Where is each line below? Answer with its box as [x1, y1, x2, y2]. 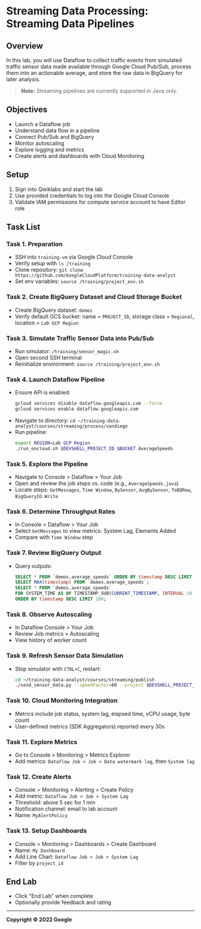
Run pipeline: [14, 428, 48, 435]
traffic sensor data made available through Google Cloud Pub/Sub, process [6, 63, 191, 70]
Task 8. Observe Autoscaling [6, 610, 92, 618]
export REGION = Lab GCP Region [14, 440, 91, 446]
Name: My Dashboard [14, 846, 65, 854]
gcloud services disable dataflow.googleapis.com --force [14, 400, 163, 406]
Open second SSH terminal [14, 354, 82, 361]
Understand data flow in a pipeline [14, 127, 100, 134]
